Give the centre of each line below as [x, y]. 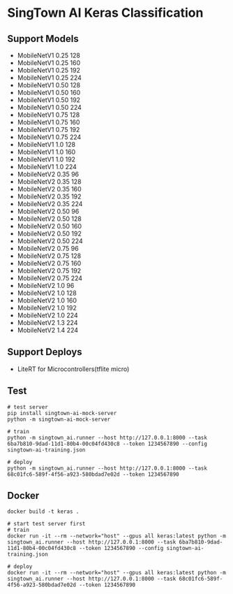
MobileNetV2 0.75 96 [48, 248]
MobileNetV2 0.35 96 [48, 174]
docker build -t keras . [43, 512]
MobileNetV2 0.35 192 [49, 196]
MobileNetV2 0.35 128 [49, 182]
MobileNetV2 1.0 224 [47, 315]
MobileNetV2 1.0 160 [47, 300]
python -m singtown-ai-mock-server [59, 419]
